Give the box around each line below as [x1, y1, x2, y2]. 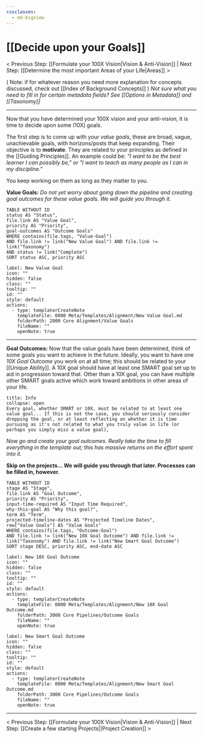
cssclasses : [6, 8, 36, 15]
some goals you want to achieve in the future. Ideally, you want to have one [6, 351, 195, 358]
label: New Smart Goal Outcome [6, 633, 85, 639]
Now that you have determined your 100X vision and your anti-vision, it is [6, 115, 188, 123]
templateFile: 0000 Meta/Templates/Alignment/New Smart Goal [17, 681, 174, 687]
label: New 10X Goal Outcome [6, 554, 80, 560]
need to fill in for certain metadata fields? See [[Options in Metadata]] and [6, 91, 192, 99]
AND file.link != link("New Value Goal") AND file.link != [6, 239, 158, 245]
